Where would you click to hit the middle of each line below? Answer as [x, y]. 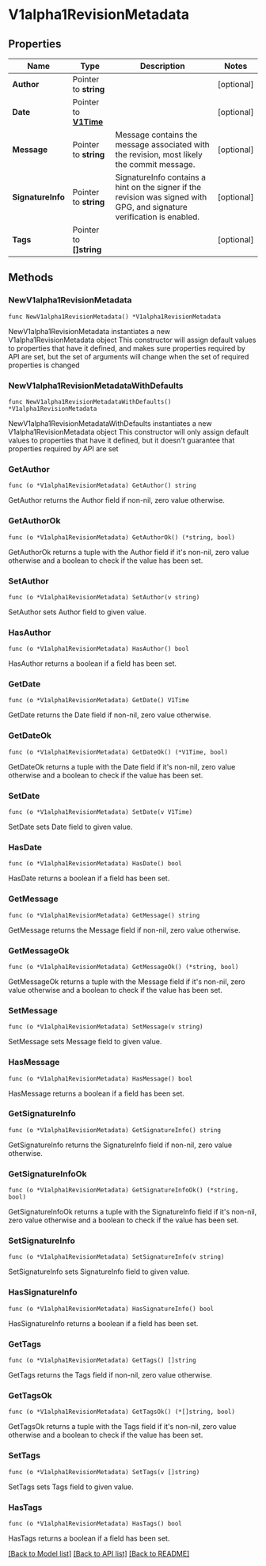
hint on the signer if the [158, 187]
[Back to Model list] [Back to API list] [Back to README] [99, 1553]
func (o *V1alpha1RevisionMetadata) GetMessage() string [104, 915]
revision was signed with [161, 197]
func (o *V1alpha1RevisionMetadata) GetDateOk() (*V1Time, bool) [118, 752]
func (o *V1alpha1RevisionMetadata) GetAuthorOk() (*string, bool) [122, 537]
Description [162, 66]
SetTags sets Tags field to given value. [71, 1487]
